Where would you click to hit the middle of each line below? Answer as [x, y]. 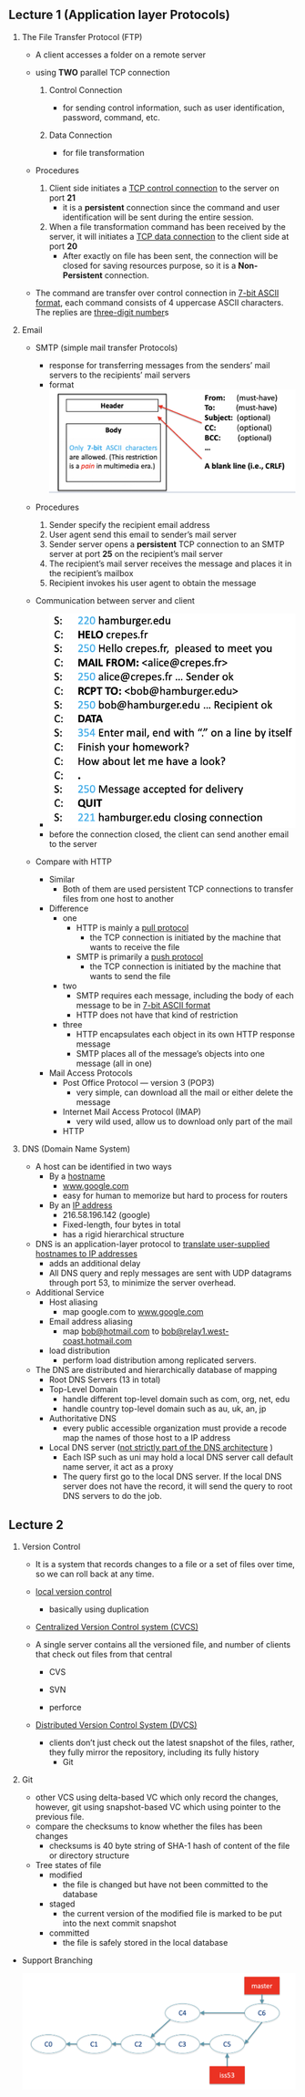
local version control [74, 1592]
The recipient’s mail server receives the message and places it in [170, 563]
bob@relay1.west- [195, 1331]
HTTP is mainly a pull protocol [132, 928]
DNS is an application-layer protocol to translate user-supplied [152, 1245]
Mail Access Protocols [91, 1073]
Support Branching [57, 1960]
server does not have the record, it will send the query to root [178, 1486]
